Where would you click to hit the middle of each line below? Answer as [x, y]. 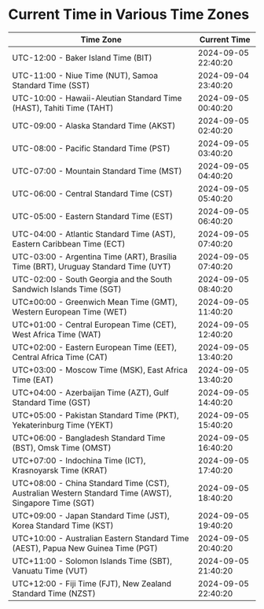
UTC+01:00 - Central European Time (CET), [94, 325]
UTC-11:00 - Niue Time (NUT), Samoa [85, 75]
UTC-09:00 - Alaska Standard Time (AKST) [94, 125]
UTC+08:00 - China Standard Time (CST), [91, 483]
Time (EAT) [33, 380]
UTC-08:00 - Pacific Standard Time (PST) [91, 148]
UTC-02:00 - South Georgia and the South [92, 279]
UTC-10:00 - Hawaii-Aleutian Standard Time [97, 98]
